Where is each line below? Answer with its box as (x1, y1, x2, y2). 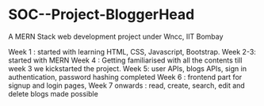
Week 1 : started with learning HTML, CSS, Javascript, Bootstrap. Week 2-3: (8, 47, 256, 56)
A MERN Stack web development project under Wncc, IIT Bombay (8, 32, 224, 41)
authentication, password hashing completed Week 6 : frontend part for (8, 72, 243, 81)
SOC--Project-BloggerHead (8, 6, 195, 24)
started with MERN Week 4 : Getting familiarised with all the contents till (8, 55, 243, 65)
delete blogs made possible (8, 89, 99, 98)
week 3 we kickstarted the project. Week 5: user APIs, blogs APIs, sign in (8, 63, 247, 73)
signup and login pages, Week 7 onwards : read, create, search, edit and (8, 81, 246, 90)
